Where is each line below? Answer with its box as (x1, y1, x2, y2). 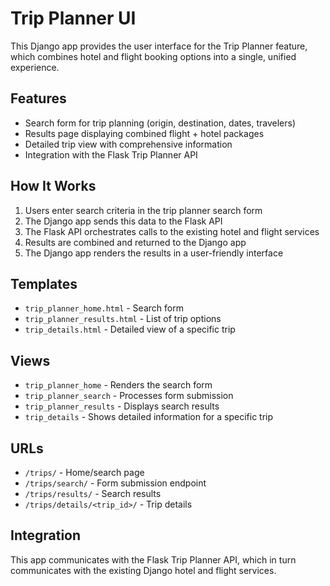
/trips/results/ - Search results (24, 488, 162, 499)
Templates (10, 275, 78, 292)
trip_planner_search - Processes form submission (24, 390, 234, 402)
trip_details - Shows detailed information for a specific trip (24, 411, 274, 423)
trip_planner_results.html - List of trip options (24, 313, 222, 325)
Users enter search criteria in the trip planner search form (24, 204, 263, 216)
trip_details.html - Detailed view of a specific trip (24, 323, 236, 336)
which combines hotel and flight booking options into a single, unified (10, 50, 297, 62)
